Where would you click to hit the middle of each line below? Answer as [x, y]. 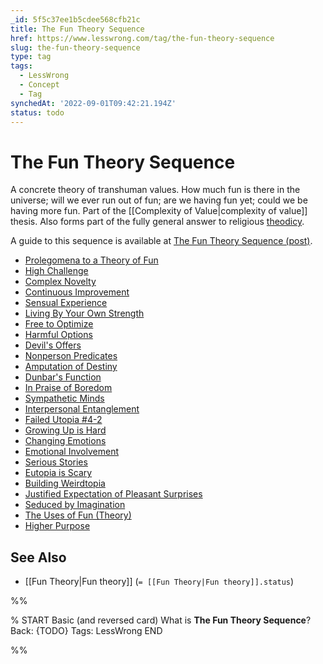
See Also [38, 557]
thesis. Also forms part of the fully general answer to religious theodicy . [157, 222]
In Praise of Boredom [68, 388]
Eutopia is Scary [58, 473]
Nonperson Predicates [71, 356]
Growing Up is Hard [65, 430]
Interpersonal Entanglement [82, 409]
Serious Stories [56, 462]
